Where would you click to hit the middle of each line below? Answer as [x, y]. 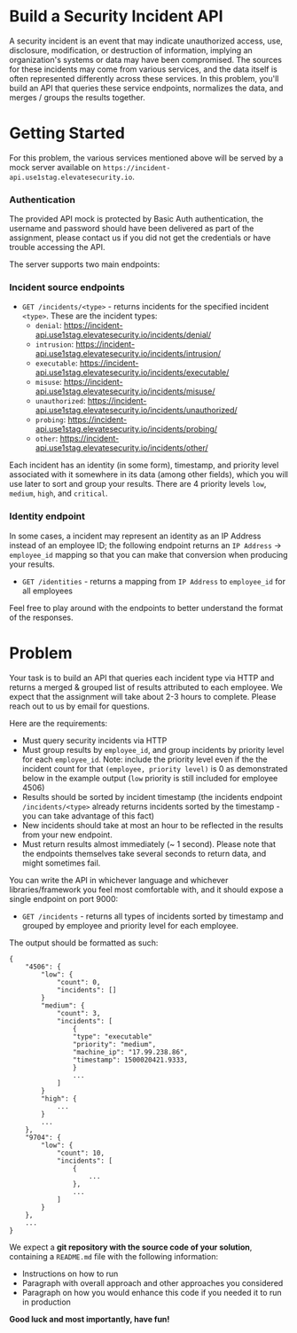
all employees [47, 591]
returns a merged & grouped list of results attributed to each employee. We [146, 687]
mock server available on [55, 167]
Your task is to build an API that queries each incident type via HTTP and [142, 678]
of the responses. [41, 617]
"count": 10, [80, 1153]
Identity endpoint [47, 516]
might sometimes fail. [61, 863]
